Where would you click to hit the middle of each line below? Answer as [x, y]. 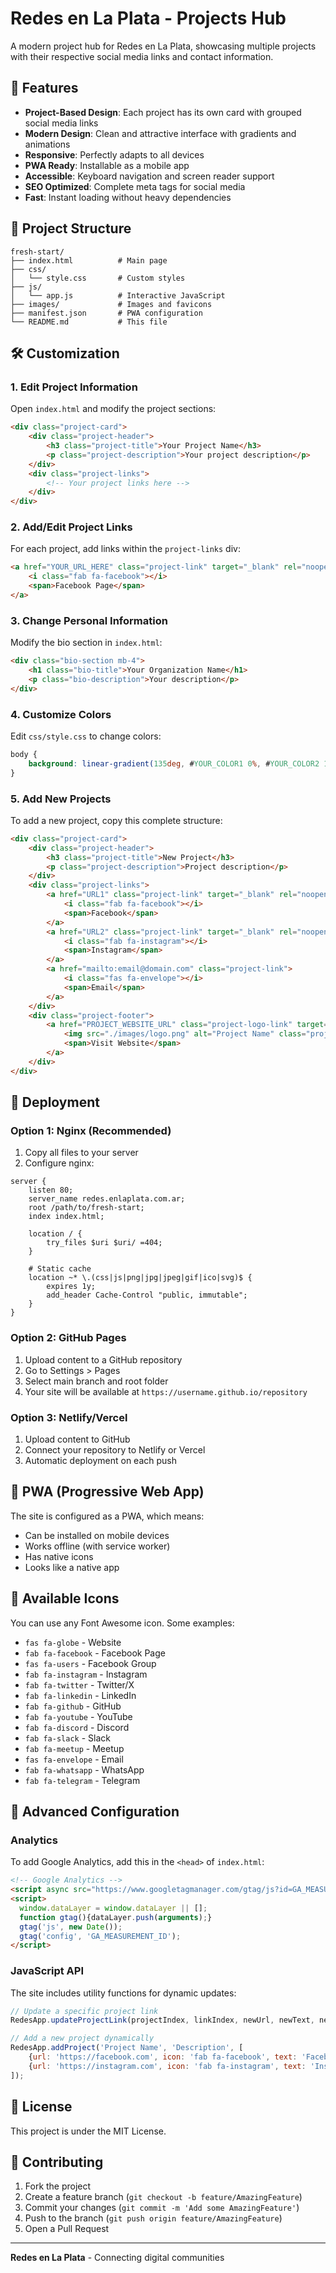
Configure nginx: [59, 1163]
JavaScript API [47, 1971]
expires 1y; [71, 1287]
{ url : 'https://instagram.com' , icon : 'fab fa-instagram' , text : [167, 2066]
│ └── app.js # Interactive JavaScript [118, 295]
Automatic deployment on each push [101, 1460]
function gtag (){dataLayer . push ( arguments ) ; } [116, 1917]
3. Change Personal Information [89, 620]
